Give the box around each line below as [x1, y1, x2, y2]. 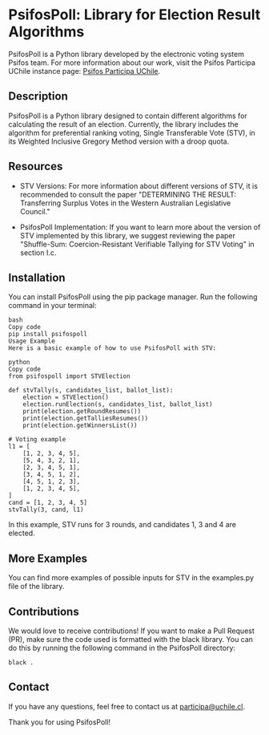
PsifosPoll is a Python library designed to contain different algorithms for [8, 111, 248, 120]
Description [8, 90, 68, 104]
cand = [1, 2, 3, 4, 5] [8, 499, 88, 507]
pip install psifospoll [8, 331, 88, 339]
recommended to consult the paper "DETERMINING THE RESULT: [19, 189, 237, 199]
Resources [8, 160, 63, 173]
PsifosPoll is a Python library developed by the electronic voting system [8, 49, 244, 59]
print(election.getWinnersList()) [22, 421, 138, 430]
